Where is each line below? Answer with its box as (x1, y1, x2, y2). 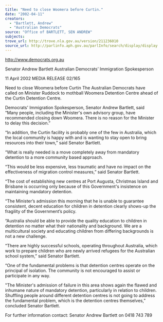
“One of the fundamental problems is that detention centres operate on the (5, 262, 155, 268)
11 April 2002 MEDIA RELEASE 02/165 (5, 75, 80, 81)
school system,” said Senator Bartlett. (5, 253, 80, 259)
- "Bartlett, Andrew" (9, 20, 54, 26)
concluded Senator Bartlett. (5, 303, 60, 308)
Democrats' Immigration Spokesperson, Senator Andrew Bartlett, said (5, 104, 145, 110)
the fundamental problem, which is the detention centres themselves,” (5, 297, 146, 304)
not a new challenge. (5, 233, 47, 239)
